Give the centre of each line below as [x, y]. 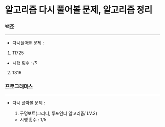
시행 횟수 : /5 [25, 63]
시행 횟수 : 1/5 [33, 119]
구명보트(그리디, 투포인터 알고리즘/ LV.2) [58, 113]
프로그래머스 [19, 87]
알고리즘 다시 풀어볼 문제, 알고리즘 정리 [79, 10]
